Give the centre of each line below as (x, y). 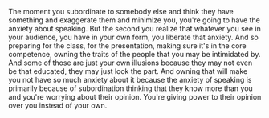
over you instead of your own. (58, 105)
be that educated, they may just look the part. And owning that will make (128, 71)
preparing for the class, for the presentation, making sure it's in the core (127, 46)
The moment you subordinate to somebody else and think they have (121, 12)
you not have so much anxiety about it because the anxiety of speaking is (130, 80)
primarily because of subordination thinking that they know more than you (130, 88)
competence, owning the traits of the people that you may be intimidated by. (134, 54)
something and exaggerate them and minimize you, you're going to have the (134, 20)
